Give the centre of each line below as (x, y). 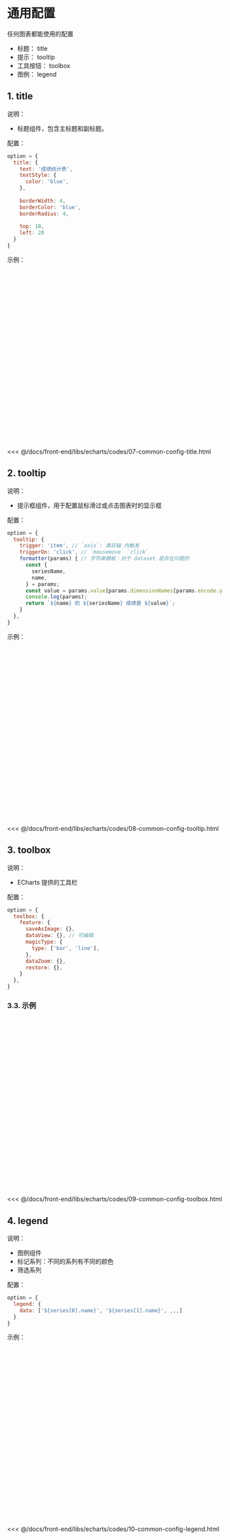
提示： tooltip (36, 57)
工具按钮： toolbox (44, 65)
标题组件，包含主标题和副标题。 (62, 128)
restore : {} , (44, 967)
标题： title (32, 48)
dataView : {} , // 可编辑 (59, 936)
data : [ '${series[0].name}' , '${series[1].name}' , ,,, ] (101, 1310)
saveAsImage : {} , (50, 929)
